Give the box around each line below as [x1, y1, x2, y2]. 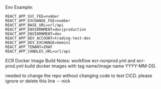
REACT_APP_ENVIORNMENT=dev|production [5, 27, 86, 32]
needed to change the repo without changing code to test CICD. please [5, 72, 152, 78]
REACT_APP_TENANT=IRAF [5, 44, 53, 49]
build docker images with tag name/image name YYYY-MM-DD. [25, 63, 156, 69]
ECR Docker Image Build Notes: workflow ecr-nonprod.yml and [5, 57, 135, 63]
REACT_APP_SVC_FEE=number [5, 14, 59, 19]
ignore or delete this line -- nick [5, 78, 71, 84]
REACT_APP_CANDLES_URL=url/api [5, 49, 71, 54]
